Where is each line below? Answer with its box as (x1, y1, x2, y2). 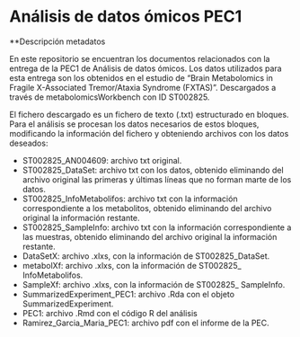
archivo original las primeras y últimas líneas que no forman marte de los (22, 173, 292, 185)
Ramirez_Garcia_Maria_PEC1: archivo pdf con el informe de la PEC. (22, 317, 269, 328)
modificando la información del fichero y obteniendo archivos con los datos (9, 128, 289, 138)
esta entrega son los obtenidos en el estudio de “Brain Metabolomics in (9, 72, 274, 83)
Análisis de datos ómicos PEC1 (9, 6, 243, 27)
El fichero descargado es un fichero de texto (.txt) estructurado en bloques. (9, 109, 289, 120)
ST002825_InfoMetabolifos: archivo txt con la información (22, 193, 238, 204)
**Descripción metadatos (9, 36, 106, 47)
